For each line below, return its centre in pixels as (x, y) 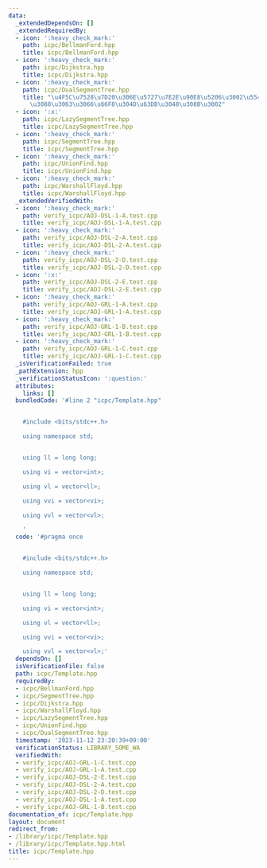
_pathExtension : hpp (49, 371)
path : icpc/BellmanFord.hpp (69, 45)
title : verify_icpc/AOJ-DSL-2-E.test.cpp (92, 290)
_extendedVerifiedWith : (54, 201)
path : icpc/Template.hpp (56, 674)
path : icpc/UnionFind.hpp (66, 164)
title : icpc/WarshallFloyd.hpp (74, 193)
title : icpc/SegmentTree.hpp (71, 149)
